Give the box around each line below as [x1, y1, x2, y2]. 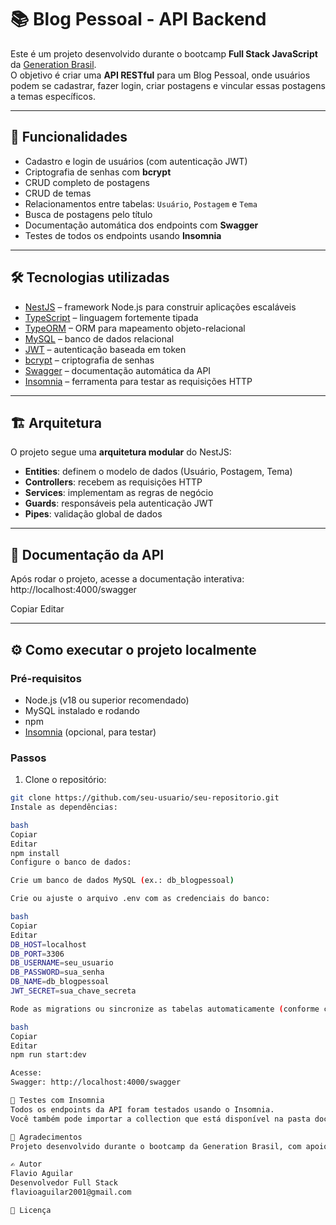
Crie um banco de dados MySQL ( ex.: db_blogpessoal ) [10, 876, 235, 886]
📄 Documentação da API [10, 546, 165, 563]
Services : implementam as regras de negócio [24, 487, 214, 499]
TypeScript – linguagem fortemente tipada [24, 311, 199, 323]
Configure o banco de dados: [10, 857, 132, 868]
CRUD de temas [24, 187, 92, 199]
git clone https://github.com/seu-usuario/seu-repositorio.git [10, 793, 280, 803]
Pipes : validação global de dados [24, 508, 163, 520]
